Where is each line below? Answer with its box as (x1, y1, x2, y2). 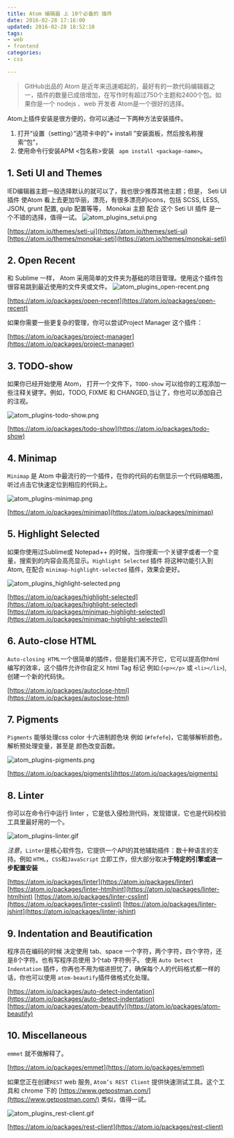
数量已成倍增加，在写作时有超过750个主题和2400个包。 (54, 90, 216, 99)
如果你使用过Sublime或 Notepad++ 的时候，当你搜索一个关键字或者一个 (7, 547, 214, 556)
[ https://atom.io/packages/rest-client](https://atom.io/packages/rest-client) (7, 1123, 224, 1131)
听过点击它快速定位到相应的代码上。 (7, 480, 111, 489)
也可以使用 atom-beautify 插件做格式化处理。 (25, 973, 154, 982)
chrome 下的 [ (20, 1086, 61, 1095)
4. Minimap (7, 452, 57, 464)
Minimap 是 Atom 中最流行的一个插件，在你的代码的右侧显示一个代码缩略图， (7, 472, 226, 480)
